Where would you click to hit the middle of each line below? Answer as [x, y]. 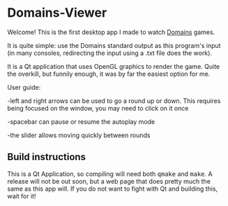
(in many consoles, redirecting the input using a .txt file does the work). [110, 53]
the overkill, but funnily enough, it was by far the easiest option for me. [109, 74]
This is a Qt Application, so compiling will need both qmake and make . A [110, 174]
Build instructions [46, 157]
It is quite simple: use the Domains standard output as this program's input [114, 45]
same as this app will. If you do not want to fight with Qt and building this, [113, 189]
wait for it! [22, 196]
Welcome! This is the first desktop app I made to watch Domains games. [111, 32]
